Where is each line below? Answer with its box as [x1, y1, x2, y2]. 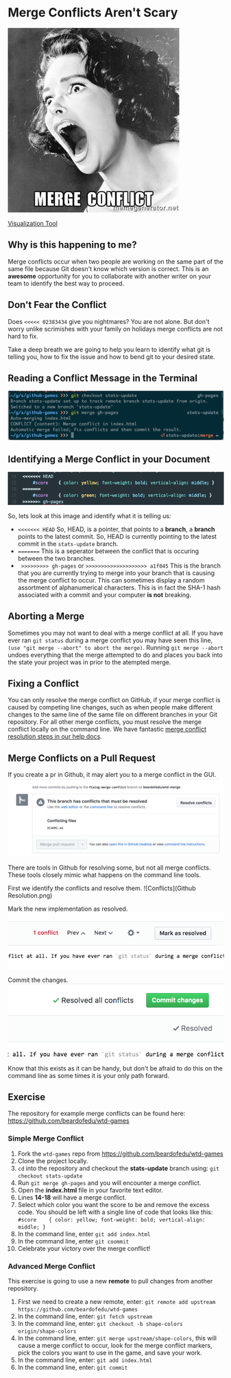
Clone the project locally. [17, 1156, 88, 1165]
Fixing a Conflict [8, 677, 80, 689]
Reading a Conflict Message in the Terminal [8, 372, 198, 384]
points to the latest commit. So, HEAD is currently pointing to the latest [17, 532, 217, 540]
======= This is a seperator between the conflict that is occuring [17, 547, 199, 555]
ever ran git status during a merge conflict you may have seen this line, [8, 636, 213, 644]
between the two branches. [17, 554, 96, 562]
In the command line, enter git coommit [17, 1237, 130, 1245]
